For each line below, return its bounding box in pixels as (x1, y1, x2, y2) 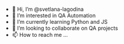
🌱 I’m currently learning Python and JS (11, 18, 108, 25)
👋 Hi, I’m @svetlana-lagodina (11, 6, 84, 12)
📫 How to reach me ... (11, 32, 68, 38)
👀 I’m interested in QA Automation (11, 12, 96, 19)
